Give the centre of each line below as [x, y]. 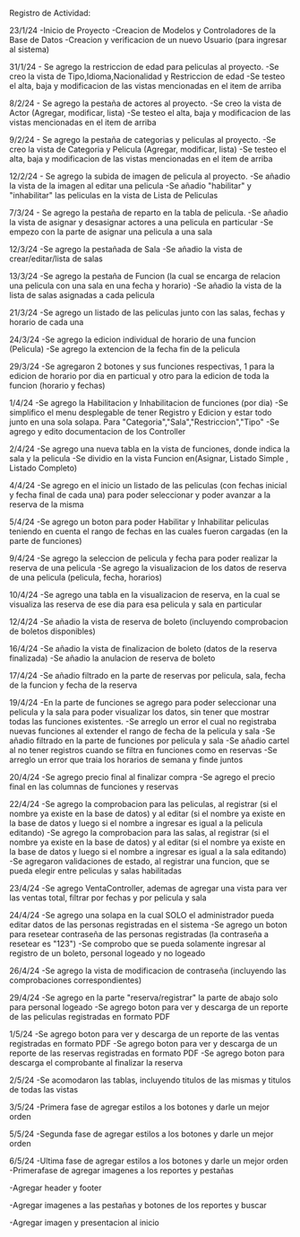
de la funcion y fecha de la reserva [73, 685]
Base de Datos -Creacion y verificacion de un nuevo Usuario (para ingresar [148, 40]
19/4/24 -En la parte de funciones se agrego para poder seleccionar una [143, 702]
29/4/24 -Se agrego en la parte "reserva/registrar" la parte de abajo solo [144, 997]
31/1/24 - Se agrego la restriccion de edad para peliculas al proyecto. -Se [144, 67]
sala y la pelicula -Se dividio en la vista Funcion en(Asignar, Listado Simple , [149, 458]
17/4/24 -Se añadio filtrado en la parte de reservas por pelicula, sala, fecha [148, 676]
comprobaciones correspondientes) [75, 980]
